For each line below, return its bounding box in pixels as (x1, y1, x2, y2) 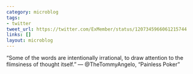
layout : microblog (6, 37, 53, 43)
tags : (6, 15, 20, 21)
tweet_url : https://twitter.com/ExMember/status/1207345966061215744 (6, 26, 188, 32)
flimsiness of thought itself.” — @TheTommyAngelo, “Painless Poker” (6, 61, 180, 68)
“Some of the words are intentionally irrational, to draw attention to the (6, 54, 184, 61)
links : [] (6, 32, 32, 38)
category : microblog (6, 9, 59, 15)
